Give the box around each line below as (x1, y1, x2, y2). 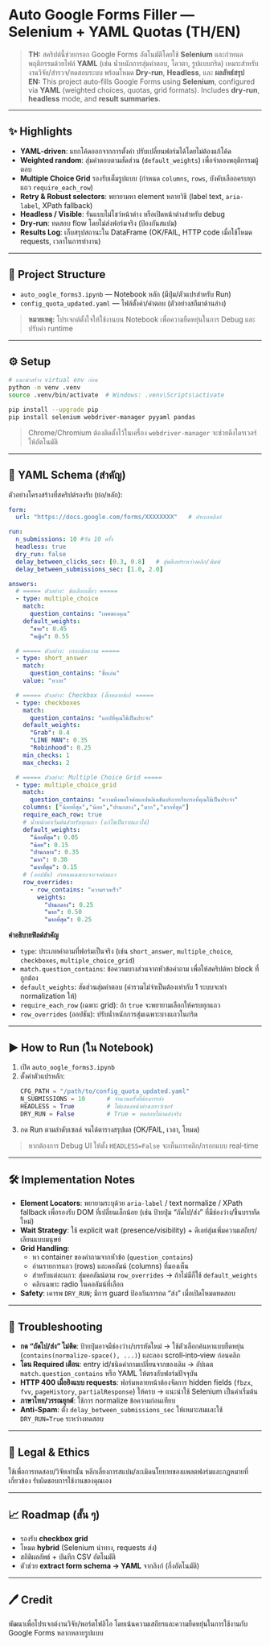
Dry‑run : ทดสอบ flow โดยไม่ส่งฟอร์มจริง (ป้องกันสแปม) (19, 218, 178, 227)
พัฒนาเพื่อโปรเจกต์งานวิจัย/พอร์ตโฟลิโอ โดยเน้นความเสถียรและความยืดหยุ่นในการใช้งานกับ (8, 1619, 248, 1628)
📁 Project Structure (8, 268, 106, 281)
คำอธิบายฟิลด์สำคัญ (8, 930, 59, 940)
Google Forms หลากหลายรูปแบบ (8, 1627, 104, 1637)
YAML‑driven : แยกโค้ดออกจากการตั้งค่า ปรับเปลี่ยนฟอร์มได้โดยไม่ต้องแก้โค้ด (19, 146, 231, 156)
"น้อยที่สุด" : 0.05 (29, 833, 79, 842)
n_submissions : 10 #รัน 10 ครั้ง (15, 535, 113, 543)
